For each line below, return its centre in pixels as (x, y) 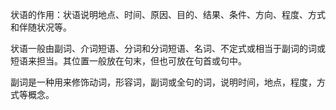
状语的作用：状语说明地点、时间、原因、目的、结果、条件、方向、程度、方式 (168, 14)
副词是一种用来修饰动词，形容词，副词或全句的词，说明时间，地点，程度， (163, 82)
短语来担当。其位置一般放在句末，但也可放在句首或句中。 (128, 61)
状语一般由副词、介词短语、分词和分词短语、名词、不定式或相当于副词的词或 (168, 48)
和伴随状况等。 (41, 27)
